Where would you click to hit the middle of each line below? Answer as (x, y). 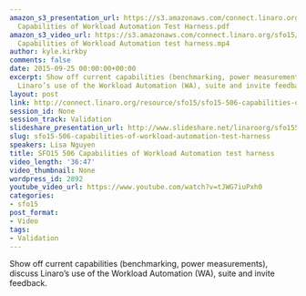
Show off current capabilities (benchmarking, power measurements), (139, 264)
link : (20, 102)
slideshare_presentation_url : (67, 128)
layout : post (34, 94)
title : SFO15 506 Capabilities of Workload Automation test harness (142, 153)
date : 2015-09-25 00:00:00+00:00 (73, 69)
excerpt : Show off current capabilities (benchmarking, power (130, 77)
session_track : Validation (61, 119)
